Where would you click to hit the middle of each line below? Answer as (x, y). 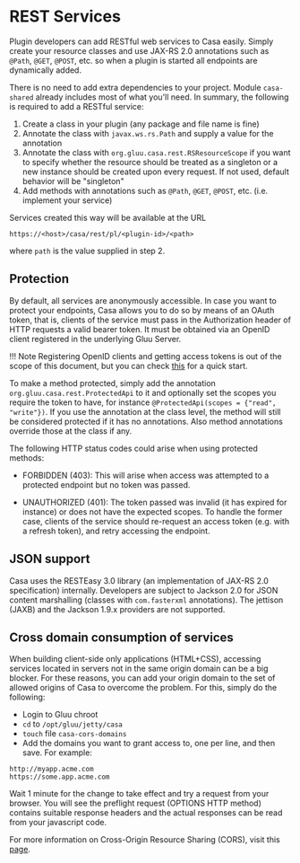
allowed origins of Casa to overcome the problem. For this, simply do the (143, 688)
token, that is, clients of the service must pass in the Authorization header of (150, 320)
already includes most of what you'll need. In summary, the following (162, 97)
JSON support (50, 559)
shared (21, 97)
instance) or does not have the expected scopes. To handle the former (152, 511)
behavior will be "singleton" (73, 181)
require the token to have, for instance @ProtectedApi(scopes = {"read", (143, 402)
